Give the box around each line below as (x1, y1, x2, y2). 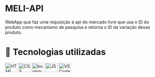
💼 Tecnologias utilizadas (5, 47, 106, 58)
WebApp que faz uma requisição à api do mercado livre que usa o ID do (5, 19, 150, 25)
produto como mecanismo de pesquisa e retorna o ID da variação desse (5, 24, 150, 30)
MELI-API (5, 3, 44, 14)
